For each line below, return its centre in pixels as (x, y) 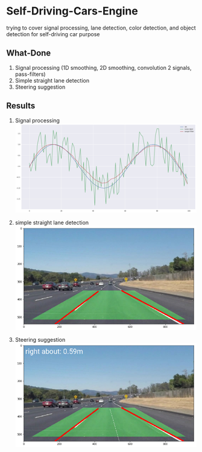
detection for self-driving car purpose (53, 34)
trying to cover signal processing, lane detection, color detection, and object (101, 28)
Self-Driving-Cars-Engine (72, 11)
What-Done (29, 53)
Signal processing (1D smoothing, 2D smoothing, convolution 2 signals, (103, 67)
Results (21, 106)
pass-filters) (30, 74)
